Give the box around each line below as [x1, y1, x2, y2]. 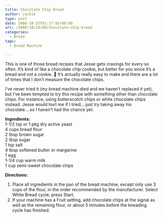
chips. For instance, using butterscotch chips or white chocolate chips [5, 96, 146, 102]
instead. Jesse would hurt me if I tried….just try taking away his [5, 101, 132, 107]
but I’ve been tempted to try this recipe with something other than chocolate [5, 91, 158, 97]
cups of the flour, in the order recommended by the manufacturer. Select [12, 186, 158, 192]
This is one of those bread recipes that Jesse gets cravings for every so [5, 61, 149, 67]
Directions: [5, 172, 28, 178]
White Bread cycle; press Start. [12, 192, 74, 198]
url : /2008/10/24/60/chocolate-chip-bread [5, 25, 92, 30]
